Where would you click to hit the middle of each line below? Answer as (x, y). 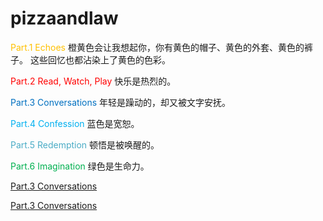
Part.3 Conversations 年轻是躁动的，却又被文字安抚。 (121, 102)
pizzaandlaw (64, 18)
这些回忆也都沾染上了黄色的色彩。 (100, 59)
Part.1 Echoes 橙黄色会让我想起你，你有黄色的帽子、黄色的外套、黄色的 (157, 47)
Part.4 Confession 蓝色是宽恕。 (75, 123)
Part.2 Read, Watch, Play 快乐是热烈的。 (93, 81)
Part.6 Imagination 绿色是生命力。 (80, 166)
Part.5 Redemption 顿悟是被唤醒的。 (85, 144)
